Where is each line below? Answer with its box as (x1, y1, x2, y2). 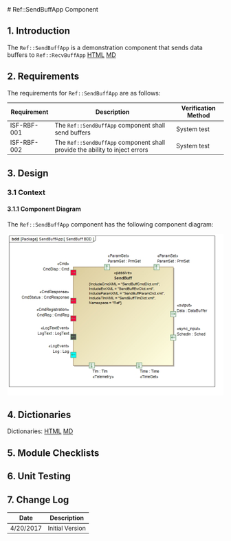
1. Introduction (7, 25, 70, 37)
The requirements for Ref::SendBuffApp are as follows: (7, 89, 161, 97)
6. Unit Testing (7, 470, 71, 482)
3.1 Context (7, 187, 46, 197)
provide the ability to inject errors (54, 146, 148, 154)
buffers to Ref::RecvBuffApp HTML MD (7, 50, 116, 59)
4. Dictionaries (7, 408, 71, 420)
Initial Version (47, 524, 86, 532)
